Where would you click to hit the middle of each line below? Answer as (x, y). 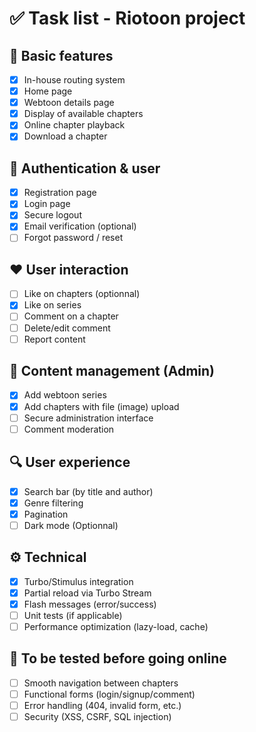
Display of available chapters (83, 114)
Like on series (52, 305)
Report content (54, 339)
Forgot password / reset (73, 238)
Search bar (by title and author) (88, 491)
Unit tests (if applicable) (73, 615)
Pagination (46, 514)
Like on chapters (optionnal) (82, 294)
